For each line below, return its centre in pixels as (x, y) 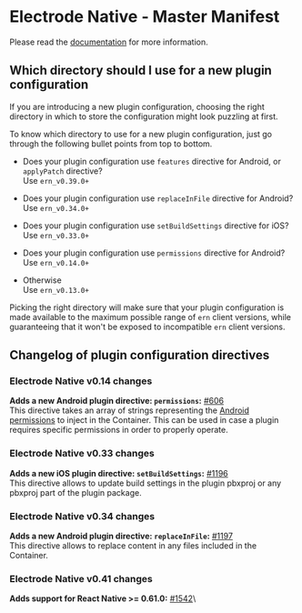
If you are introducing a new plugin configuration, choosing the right (137, 106)
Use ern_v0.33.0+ (55, 235)
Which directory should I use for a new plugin (141, 70)
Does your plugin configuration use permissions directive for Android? (154, 253)
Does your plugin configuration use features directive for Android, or (152, 161)
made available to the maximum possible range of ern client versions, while (150, 317)
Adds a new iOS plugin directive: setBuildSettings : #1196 (119, 473)
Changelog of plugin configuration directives (140, 355)
